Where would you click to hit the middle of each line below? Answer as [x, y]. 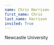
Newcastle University [26, 38]
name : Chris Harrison [27, 10]
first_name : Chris [24, 14]
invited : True [19, 23]
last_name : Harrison [26, 19]
